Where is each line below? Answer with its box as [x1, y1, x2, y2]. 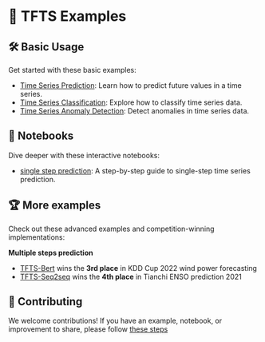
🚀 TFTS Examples [8, 7, 127, 26]
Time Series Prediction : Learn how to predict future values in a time [19, 81, 242, 90]
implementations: [8, 232, 65, 242]
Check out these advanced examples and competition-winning [8, 224, 215, 233]
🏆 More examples [8, 199, 101, 213]
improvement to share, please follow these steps [8, 324, 168, 334]
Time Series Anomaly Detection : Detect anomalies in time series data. [19, 106, 250, 115]
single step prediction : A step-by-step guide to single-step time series [19, 165, 251, 175]
